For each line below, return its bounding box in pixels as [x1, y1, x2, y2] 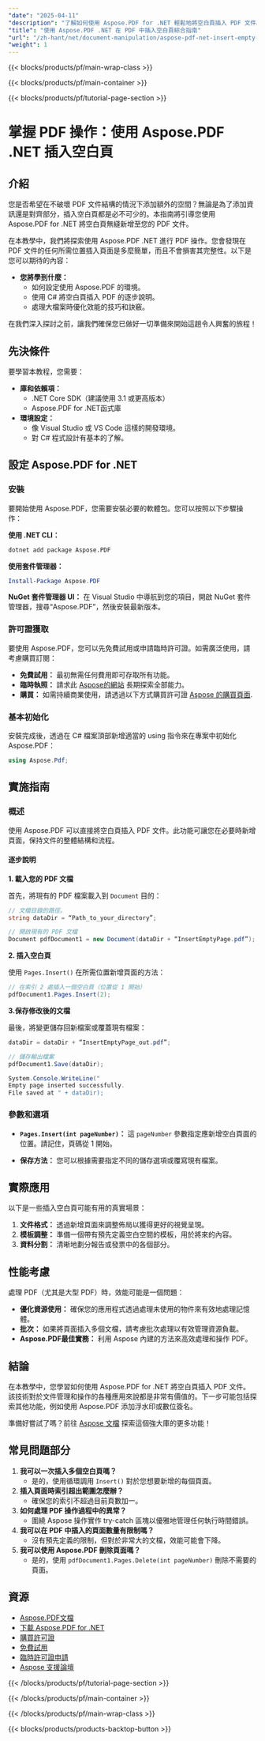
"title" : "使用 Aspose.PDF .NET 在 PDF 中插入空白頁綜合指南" [8, 26, 201, 34]
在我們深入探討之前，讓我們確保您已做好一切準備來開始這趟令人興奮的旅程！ [8, 319, 257, 329]
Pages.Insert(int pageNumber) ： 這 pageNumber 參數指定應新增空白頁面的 [19, 1129, 257, 1138]
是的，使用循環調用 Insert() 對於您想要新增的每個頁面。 [31, 1475, 216, 1486]
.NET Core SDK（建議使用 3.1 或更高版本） [31, 393, 170, 403]
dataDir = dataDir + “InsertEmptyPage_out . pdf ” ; [8, 1038, 171, 1046]
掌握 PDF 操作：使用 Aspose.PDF [8, 123, 225, 141]
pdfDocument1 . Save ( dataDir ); [8, 1060, 104, 1068]
